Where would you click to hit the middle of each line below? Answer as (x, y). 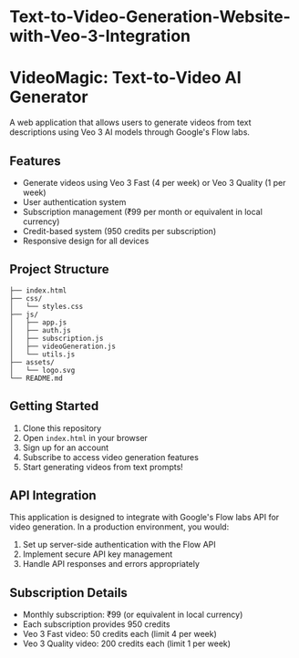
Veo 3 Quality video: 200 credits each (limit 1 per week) (126, 643)
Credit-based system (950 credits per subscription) (119, 231)
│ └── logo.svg (42, 370)
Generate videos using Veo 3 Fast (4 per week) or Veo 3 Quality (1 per (154, 182)
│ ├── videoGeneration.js (63, 346)
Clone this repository (62, 428)
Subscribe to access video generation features (110, 457)
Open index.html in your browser (85, 437)
